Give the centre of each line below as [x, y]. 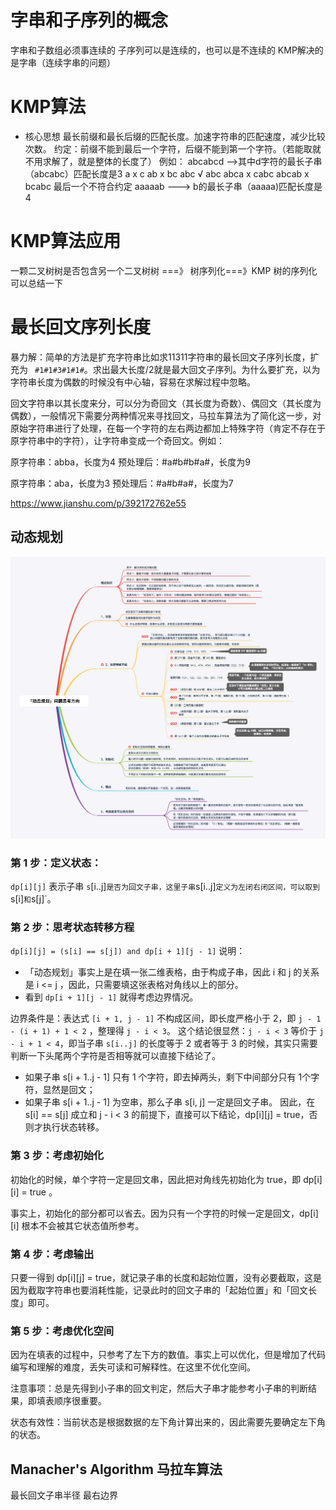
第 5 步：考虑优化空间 [62, 1331]
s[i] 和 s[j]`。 [33, 899]
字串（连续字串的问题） [67, 62]
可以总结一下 [36, 283]
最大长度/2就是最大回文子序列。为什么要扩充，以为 [215, 369]
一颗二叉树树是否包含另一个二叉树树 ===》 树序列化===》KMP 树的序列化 [164, 270]
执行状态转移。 [73, 1127]
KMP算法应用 [66, 241]
